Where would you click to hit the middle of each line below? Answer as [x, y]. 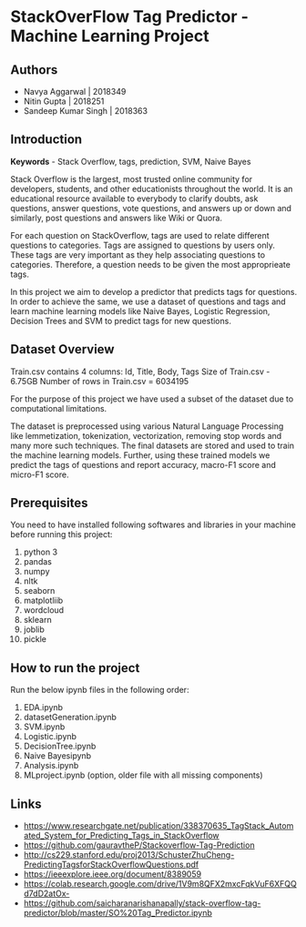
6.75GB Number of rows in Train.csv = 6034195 [100, 381]
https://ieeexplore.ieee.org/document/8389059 [112, 874]
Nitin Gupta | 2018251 [64, 101]
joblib [34, 629]
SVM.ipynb [44, 727]
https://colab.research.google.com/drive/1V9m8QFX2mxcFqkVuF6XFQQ [160, 884]
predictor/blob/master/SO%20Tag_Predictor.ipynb [118, 913]
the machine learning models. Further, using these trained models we [140, 455]
